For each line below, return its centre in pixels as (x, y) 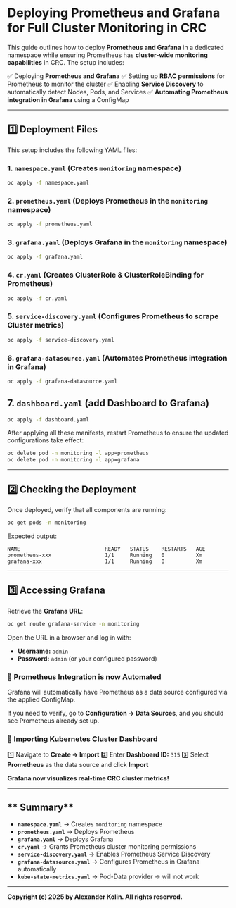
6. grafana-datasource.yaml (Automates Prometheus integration (117, 358)
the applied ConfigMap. (41, 699)
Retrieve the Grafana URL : (45, 611)
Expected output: (32, 536)
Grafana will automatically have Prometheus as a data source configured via (117, 692)
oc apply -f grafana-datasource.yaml (63, 381)
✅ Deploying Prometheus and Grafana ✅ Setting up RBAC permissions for (116, 76)
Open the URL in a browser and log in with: (69, 637)
